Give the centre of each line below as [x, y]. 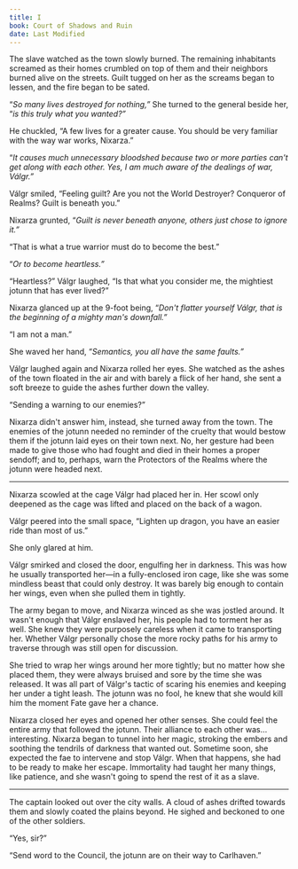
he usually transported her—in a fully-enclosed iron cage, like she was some [149, 575]
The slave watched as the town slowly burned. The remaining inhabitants [143, 59]
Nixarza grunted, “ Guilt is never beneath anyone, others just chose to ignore [149, 220]
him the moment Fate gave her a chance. [84, 703]
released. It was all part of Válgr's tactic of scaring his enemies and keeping [148, 685]
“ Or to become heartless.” [57, 264]
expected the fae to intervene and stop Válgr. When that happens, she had [145, 758]
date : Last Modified [47, 34]
